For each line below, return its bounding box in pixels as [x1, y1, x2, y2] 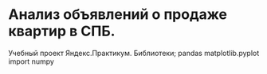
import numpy [8, 57, 54, 66]
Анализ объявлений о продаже [8, 6, 227, 24]
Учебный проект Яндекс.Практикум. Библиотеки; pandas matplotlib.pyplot [8, 48, 260, 57]
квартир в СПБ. [8, 22, 116, 40]
